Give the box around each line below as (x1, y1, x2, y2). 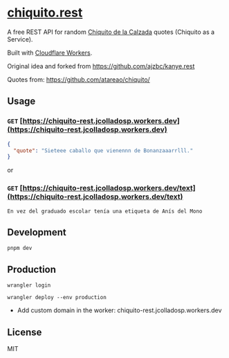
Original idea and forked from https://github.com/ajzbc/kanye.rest (7, 62, 195, 70)
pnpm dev (7, 244, 33, 252)
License (7, 326, 42, 338)
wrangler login (7, 282, 51, 289)
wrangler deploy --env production (7, 294, 107, 301)
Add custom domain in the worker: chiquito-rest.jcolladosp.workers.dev (17, 306, 222, 314)
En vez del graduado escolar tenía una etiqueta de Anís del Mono (7, 208, 203, 215)
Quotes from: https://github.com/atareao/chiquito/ (7, 75, 150, 84)
